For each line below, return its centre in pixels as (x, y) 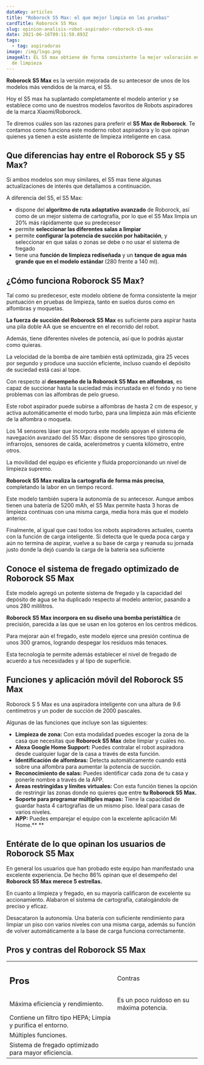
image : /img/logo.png (34, 52)
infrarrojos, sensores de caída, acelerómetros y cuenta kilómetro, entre (95, 444)
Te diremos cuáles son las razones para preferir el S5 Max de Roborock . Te (101, 123)
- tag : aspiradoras (36, 46)
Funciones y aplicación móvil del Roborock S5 (95, 680)
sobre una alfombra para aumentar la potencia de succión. (88, 766)
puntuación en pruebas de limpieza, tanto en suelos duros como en (90, 302)
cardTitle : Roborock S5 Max (42, 23)
